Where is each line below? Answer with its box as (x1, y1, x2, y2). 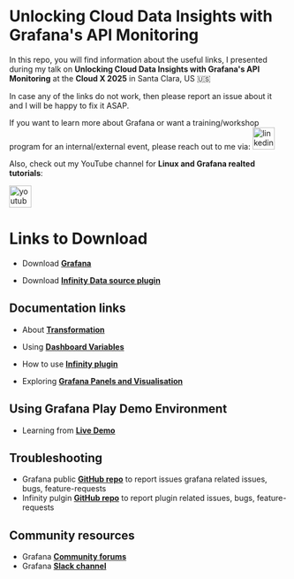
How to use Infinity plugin (21, 359, 118, 369)
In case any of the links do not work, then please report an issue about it (9, 90, 272, 101)
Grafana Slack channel (21, 560, 107, 572)
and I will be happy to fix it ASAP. (9, 100, 130, 111)
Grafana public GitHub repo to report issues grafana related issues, (21, 474, 268, 484)
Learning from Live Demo (21, 425, 116, 436)
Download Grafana (21, 258, 92, 268)
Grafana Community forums (21, 552, 127, 562)
